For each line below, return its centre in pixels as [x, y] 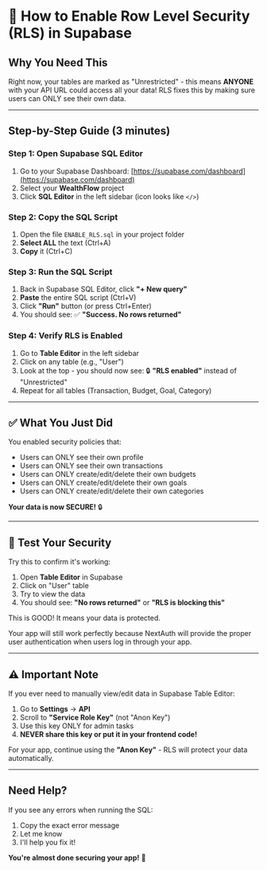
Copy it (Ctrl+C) [46, 251]
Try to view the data [52, 594]
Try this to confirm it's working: [60, 562]
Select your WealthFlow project [72, 188]
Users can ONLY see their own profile [81, 458]
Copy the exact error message [70, 825]
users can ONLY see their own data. [67, 98]
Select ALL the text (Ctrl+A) [65, 243]
